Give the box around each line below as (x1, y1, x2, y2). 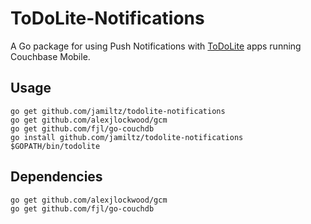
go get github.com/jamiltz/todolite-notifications (10, 106, 226, 116)
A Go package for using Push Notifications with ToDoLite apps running (10, 40, 302, 52)
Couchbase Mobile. (10, 50, 91, 62)
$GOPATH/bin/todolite (10, 141, 101, 151)
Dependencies (10, 168, 103, 186)
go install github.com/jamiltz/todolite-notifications (10, 132, 244, 142)
